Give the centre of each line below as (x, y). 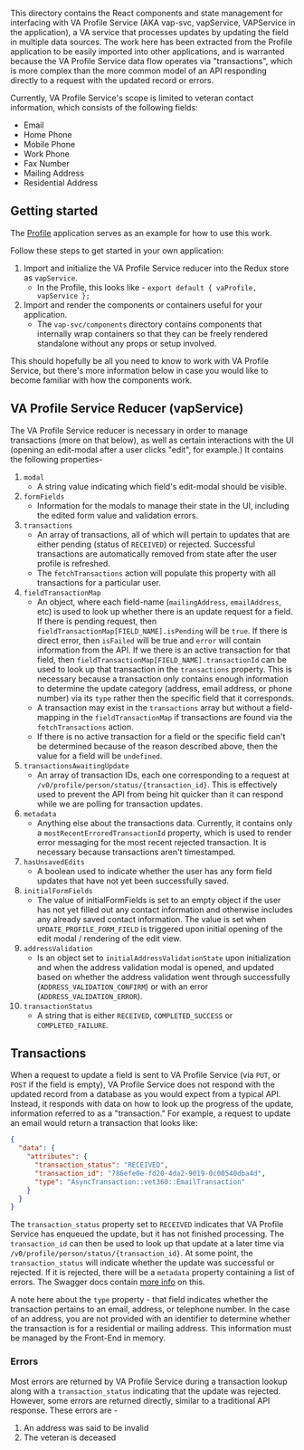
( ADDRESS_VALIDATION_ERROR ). (90, 996)
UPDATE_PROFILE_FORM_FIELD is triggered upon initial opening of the (160, 929)
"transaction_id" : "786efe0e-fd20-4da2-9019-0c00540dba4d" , (150, 1173)
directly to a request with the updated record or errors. (112, 80)
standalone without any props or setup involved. (127, 343)
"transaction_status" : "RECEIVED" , (101, 1165)
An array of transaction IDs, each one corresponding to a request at (163, 775)
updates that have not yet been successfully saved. (133, 881)
